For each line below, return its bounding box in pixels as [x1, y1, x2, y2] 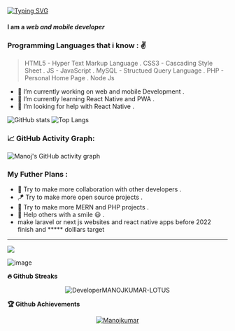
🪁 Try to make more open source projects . [17, 193, 143, 202]
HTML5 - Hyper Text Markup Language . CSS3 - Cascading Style [24, 59, 213, 67]
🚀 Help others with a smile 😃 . [17, 210, 105, 219]
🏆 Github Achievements [7, 300, 80, 309]
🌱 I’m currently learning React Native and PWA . [17, 94, 155, 103]
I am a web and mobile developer [7, 22, 105, 31]
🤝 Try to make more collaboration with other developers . [17, 185, 182, 193]
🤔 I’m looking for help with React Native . [17, 102, 135, 110]
